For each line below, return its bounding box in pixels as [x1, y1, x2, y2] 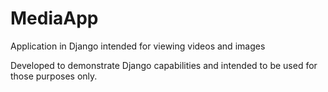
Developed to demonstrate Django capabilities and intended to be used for [10, 59, 318, 71]
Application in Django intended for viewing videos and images [10, 40, 266, 52]
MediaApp [10, 7, 99, 30]
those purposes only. [10, 70, 98, 82]
